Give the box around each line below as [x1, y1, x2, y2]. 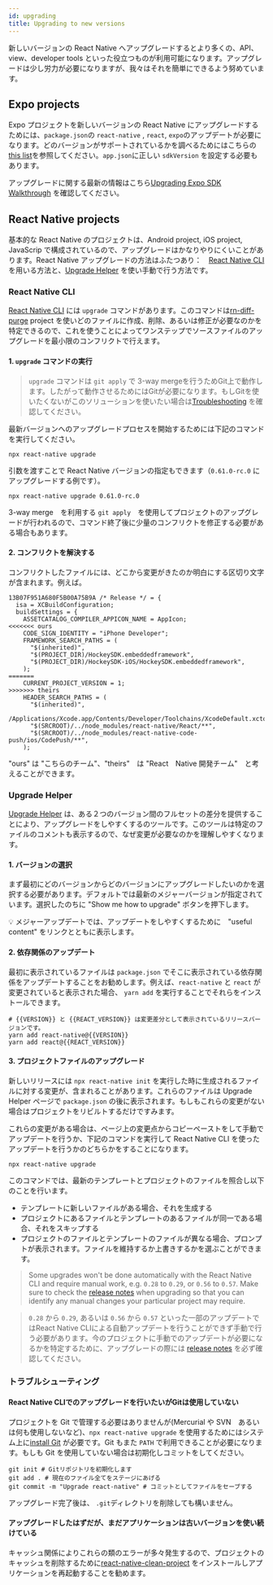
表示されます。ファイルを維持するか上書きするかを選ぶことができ [34, 1243, 255, 1253]
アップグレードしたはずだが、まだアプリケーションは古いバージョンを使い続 [8, 1518, 265, 1528]
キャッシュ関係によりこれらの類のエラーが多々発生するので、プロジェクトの [8, 1548, 265, 1558]
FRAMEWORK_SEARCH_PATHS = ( [23, 636, 118, 644]
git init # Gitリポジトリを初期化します [8, 1465, 132, 1474]
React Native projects [8, 212, 120, 226]
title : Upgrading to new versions [8, 20, 126, 28]
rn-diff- [230, 306, 255, 316]
